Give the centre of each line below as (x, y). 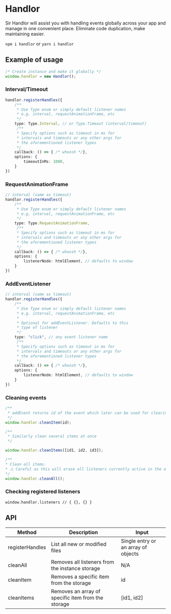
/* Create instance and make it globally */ (53, 71)
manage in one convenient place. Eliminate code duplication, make (75, 28)
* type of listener (37, 328)
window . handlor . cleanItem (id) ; (38, 422)
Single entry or (138, 541)
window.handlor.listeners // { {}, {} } (49, 502)
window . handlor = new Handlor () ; (41, 76)
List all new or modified (79, 544)
